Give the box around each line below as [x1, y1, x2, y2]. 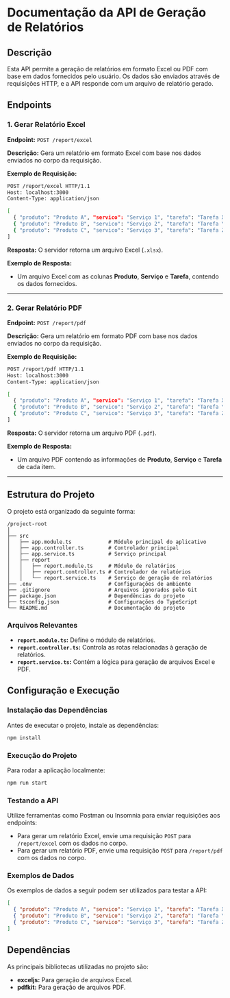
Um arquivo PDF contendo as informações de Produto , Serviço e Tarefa [16, 455, 222, 464]
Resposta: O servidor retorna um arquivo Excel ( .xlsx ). [7, 246, 163, 254]
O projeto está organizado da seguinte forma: [7, 507, 136, 515]
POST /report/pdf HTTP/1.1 [7, 366, 84, 372]
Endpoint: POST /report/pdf [7, 318, 87, 326]
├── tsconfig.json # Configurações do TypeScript [7, 598, 197, 605]
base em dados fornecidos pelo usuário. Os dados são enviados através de [7, 72, 220, 80]
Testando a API [7, 796, 59, 805]
